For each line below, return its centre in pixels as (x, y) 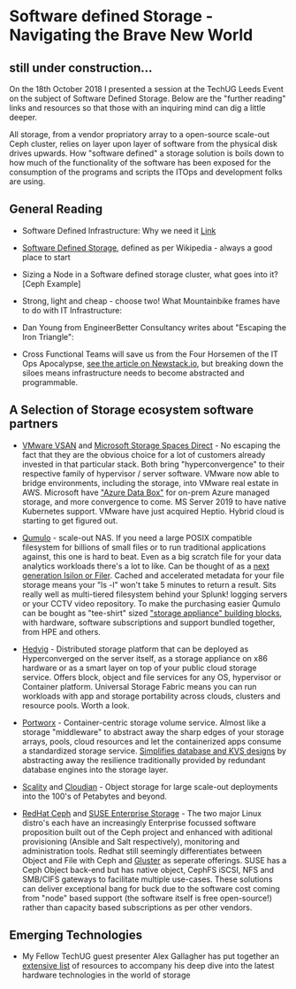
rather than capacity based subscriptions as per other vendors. (137, 907)
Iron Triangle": (48, 336)
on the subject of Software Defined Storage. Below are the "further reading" (148, 98)
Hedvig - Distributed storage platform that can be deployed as (135, 649)
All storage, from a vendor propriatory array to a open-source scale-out (139, 134)
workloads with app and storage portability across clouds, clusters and (151, 696)
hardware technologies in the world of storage (106, 975)
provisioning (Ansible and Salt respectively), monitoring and (131, 841)
